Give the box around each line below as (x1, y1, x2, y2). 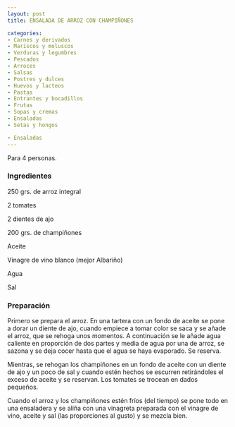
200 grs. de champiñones (7, 228, 82, 236)
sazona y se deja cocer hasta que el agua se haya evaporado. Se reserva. (7, 347, 222, 355)
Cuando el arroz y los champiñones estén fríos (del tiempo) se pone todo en (7, 397, 229, 405)
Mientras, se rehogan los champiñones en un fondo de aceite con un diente (7, 361, 227, 369)
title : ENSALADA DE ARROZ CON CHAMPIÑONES (7, 17, 134, 24)
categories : (7, 30, 42, 37)
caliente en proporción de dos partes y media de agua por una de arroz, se (7, 339, 225, 348)
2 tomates (7, 200, 37, 209)
